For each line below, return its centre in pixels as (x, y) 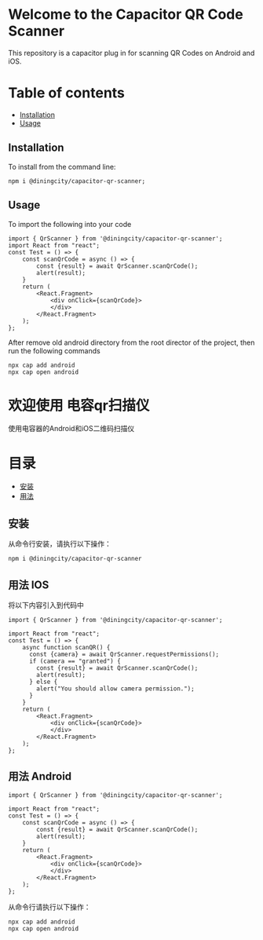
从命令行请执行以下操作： (49, 907)
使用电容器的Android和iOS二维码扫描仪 (71, 429)
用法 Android (40, 776)
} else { (43, 682)
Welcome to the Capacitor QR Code (126, 15)
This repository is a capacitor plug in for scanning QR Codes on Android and (131, 53)
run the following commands (54, 350)
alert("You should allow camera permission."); (115, 689)
